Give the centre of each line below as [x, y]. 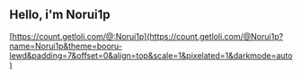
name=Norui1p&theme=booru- [66, 46]
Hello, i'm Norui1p [60, 15]
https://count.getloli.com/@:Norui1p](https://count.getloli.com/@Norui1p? [148, 36]
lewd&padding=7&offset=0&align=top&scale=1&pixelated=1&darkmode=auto [151, 55]
